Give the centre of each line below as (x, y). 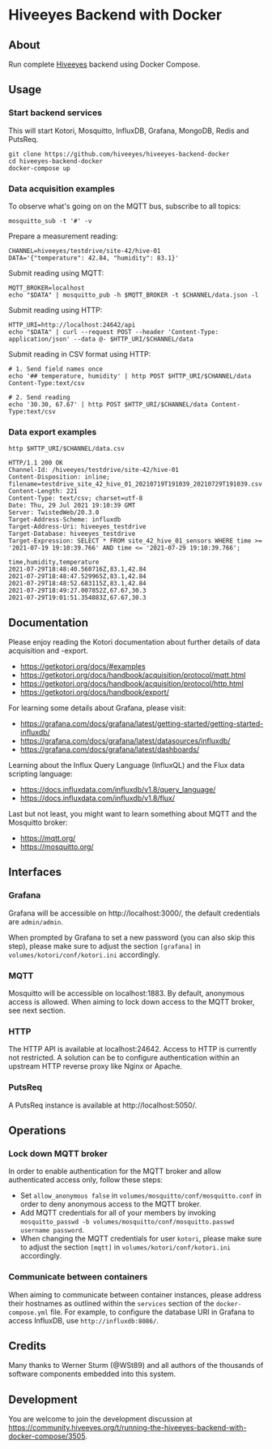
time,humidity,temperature (54, 562)
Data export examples (53, 431)
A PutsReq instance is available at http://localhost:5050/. (102, 1105)
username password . (52, 1230)
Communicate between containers (78, 1277)
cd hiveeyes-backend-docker (56, 161)
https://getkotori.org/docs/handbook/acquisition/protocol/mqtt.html (133, 675)
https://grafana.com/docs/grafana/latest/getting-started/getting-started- (142, 724)
